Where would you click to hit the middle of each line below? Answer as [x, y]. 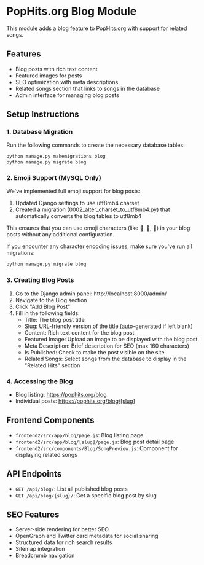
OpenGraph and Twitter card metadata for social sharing [87, 536]
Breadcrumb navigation [45, 555]
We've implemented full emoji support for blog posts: [73, 191]
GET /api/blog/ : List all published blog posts [71, 489]
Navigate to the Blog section [51, 300]
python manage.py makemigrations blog [56, 157]
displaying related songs [46, 454]
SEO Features [33, 514]
